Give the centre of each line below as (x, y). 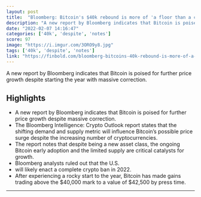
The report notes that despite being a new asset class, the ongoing (98, 144)
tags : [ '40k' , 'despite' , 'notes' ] (51, 51)
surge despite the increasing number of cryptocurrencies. (86, 138)
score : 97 (19, 39)
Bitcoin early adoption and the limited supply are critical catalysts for (99, 150)
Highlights (26, 98)
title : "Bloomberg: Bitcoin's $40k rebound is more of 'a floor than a (99, 17)
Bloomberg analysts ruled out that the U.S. (67, 163)
